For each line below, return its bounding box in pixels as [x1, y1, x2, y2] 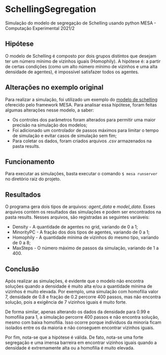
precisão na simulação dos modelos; [12, 122, 88, 128]
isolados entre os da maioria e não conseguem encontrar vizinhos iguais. [5, 325, 155, 331]
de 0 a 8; [12, 240, 31, 246]
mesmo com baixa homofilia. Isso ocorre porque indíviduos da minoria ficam [5, 320, 162, 325]
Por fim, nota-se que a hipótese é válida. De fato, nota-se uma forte [5, 335, 144, 340]
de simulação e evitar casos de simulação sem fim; [12, 132, 117, 138]
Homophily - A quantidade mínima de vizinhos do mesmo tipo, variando [12, 235, 159, 240]
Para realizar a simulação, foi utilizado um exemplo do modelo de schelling [5, 96, 158, 103]
